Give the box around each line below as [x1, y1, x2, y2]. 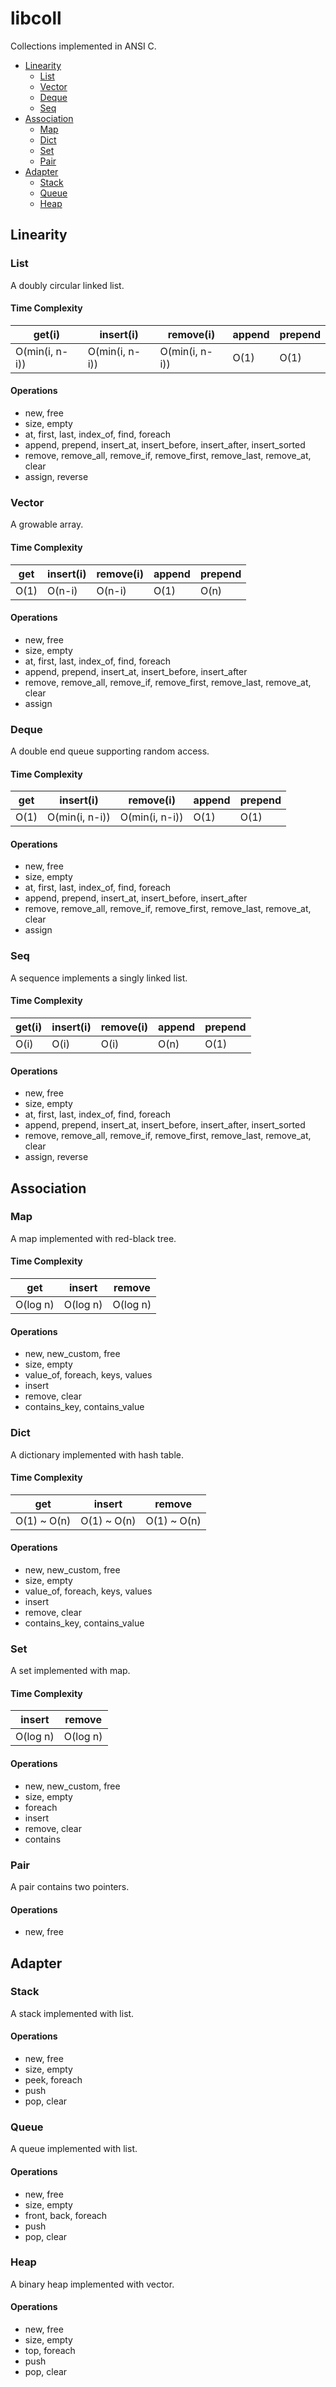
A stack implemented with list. [10, 2007, 135, 2019]
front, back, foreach [24, 2209, 108, 2221]
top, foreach [24, 2345, 76, 2357]
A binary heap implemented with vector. [10, 2278, 175, 2290]
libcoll [10, 7, 62, 30]
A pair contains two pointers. [10, 1880, 130, 1892]
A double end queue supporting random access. [10, 745, 210, 757]
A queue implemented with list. [10, 2143, 138, 2155]
